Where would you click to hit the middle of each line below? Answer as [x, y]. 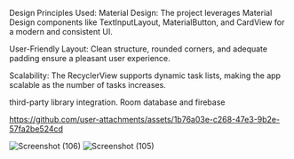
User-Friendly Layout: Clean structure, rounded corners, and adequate [139, 49]
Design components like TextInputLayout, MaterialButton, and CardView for [147, 22]
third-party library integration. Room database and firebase [117, 102]
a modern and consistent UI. [61, 32]
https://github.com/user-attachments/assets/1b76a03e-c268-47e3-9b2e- [145, 119]
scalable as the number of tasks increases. [87, 85]
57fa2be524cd [36, 129]
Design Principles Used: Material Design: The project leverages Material [141, 13]
